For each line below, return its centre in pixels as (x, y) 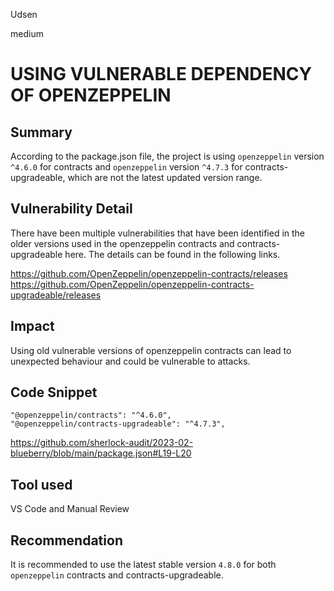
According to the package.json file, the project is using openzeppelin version (167, 156)
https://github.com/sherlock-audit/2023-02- (102, 443)
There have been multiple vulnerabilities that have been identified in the (158, 233)
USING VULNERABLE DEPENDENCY (161, 74)
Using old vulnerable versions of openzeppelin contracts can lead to (151, 350)
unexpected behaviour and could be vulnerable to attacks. (130, 361)
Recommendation (66, 540)
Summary (41, 132)
